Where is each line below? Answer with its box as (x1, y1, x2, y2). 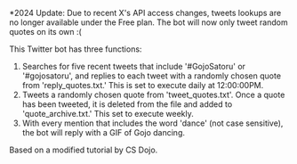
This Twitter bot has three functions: (9, 44, 142, 54)
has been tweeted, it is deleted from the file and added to (21, 99, 233, 110)
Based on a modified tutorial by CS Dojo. (9, 144, 158, 155)
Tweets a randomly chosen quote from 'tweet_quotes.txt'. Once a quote (21, 89, 285, 100)
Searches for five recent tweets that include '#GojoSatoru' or (21, 61, 246, 71)
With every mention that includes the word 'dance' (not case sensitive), (21, 118, 284, 128)
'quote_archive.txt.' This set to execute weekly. (21, 109, 194, 119)
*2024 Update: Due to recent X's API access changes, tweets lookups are (9, 8, 282, 18)
